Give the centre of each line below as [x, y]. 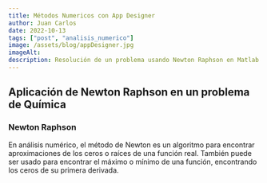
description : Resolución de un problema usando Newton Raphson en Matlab [134, 60]
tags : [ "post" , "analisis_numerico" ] [71, 38]
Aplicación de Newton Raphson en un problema [129, 92]
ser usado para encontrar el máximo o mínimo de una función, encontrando [133, 162]
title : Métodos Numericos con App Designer [82, 16]
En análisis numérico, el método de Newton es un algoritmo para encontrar [132, 145]
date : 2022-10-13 [37, 30]
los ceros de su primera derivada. [64, 170]
